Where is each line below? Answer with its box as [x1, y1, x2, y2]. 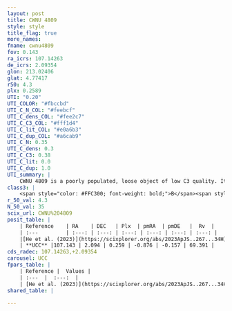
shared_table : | [7, 287, 54, 294]
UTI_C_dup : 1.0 [7, 164, 51, 172]
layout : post [7, 10, 45, 17]
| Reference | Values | [19, 267, 91, 274]
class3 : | [7, 184, 36, 191]
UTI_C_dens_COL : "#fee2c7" [7, 113, 85, 120]
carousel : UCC [7, 255, 48, 262]
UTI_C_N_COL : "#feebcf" [7, 107, 76, 114]
